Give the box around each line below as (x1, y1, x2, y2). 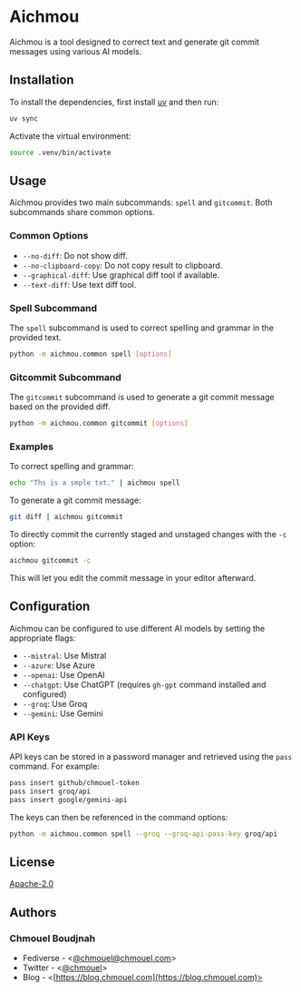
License (9, 854, 55, 869)
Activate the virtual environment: (9, 130, 131, 142)
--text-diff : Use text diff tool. (22, 279, 137, 290)
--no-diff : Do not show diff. (22, 250, 129, 260)
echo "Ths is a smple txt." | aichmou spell (9, 478, 180, 487)
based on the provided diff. (9, 401, 111, 412)
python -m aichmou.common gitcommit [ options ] (9, 419, 189, 428)
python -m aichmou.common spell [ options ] (9, 349, 172, 358)
